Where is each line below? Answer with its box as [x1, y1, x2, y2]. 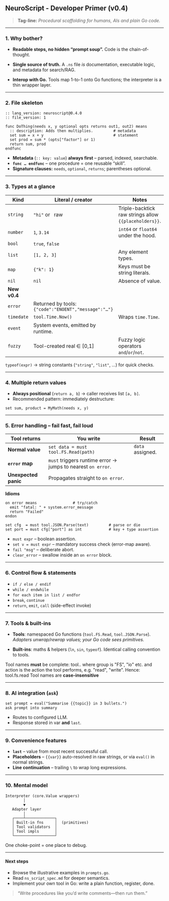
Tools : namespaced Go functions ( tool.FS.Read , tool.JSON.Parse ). [12, 631, 151, 637]
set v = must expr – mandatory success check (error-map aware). [12, 541, 151, 547]
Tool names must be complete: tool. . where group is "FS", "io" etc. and [5, 661, 152, 668]
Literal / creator [54, 196, 93, 203]
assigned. [133, 449, 157, 456]
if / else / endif [12, 582, 51, 587]
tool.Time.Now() [33, 314, 72, 320]
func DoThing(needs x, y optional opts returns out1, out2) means [5, 124, 147, 129]
